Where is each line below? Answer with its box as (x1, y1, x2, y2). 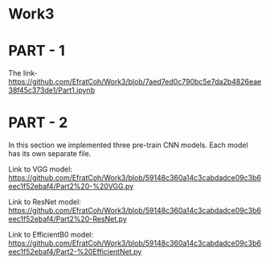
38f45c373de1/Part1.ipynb (8, 85, 95, 95)
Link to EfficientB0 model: (8, 230, 94, 240)
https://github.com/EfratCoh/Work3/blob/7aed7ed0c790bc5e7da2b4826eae (8, 77, 262, 87)
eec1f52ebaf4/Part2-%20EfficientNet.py (8, 247, 142, 257)
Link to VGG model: (8, 164, 72, 174)
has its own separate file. (8, 149, 92, 159)
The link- (8, 68, 38, 78)
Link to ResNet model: (8, 197, 82, 207)
